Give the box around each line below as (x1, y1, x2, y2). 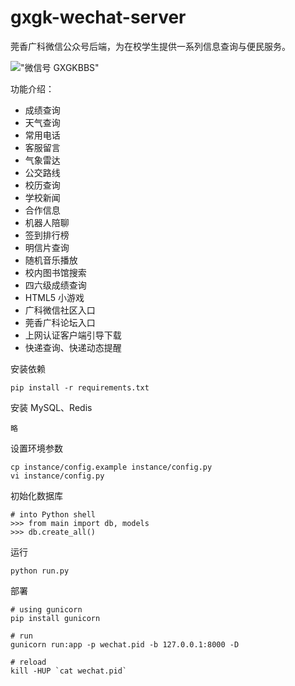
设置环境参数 (10, 442, 63, 454)
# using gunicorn (10, 604, 83, 615)
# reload (10, 657, 47, 667)
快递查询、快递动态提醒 (24, 341, 122, 353)
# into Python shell (10, 509, 97, 520)
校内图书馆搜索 (24, 266, 87, 278)
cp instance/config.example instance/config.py (10, 462, 213, 472)
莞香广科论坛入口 (24, 316, 96, 328)
